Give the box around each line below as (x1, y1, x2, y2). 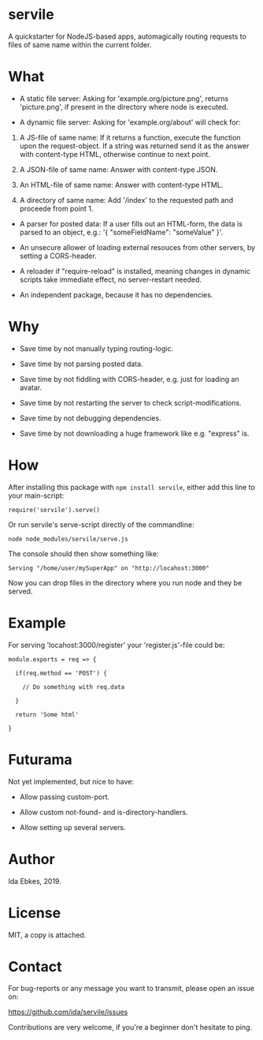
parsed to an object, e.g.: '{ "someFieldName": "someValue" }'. (19, 227, 224, 237)
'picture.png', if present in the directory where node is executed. (19, 102, 228, 111)
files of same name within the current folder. (8, 39, 152, 49)
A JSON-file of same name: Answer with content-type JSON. (19, 164, 218, 174)
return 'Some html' (15, 710, 80, 719)
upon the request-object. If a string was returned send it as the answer (19, 140, 250, 151)
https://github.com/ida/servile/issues (8, 1008, 128, 1017)
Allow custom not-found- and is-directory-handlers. (19, 807, 188, 817)
